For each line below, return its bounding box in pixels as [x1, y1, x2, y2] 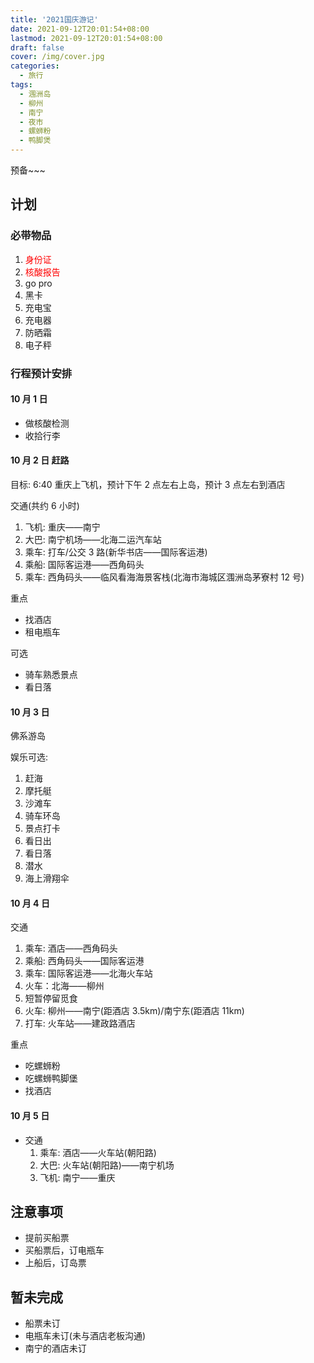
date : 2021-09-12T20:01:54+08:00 [10, 24, 150, 34]
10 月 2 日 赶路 [10, 454, 70, 466]
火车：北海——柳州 [24, 980, 105, 992]
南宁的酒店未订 [24, 1342, 87, 1355]
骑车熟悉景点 [24, 669, 78, 681]
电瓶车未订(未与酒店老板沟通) [24, 1330, 147, 1342]
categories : [10, 61, 60, 71]
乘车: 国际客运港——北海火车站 [24, 967, 153, 980]
